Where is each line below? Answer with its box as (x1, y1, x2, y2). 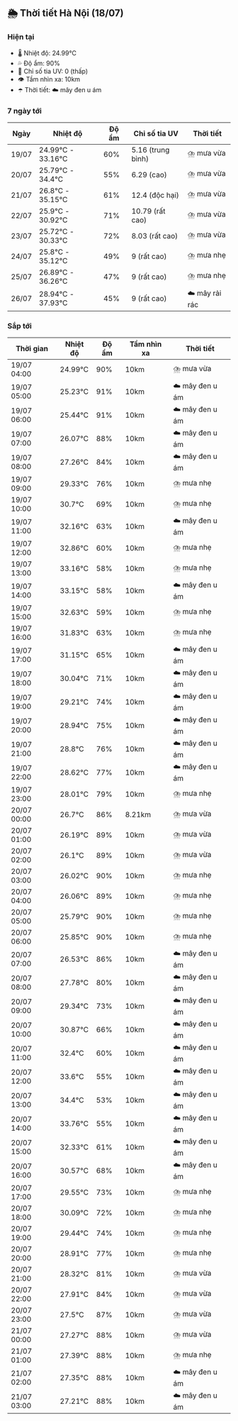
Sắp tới (7, 321, 32, 331)
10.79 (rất (131, 206, 166, 216)
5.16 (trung (131, 145, 170, 155)
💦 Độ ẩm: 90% (17, 59, 60, 67)
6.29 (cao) (131, 170, 168, 179)
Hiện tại (7, 32, 35, 42)
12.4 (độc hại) (131, 190, 179, 200)
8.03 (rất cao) (131, 231, 178, 240)
